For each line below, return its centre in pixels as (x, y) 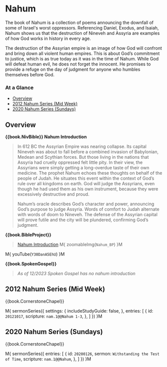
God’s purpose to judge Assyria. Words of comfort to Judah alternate (88, 209)
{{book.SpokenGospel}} (31, 264)
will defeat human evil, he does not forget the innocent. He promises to (78, 64)
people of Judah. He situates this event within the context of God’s (86, 178)
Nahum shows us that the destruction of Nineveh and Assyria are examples (83, 33)
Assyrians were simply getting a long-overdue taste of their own (83, 168)
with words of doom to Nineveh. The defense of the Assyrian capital (87, 215)
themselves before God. (30, 74)
